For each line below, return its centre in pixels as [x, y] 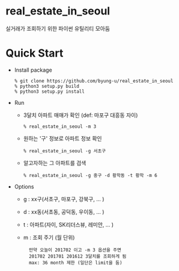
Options [24, 186]
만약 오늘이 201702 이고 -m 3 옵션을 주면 [75, 250]
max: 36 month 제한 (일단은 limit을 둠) [75, 263]
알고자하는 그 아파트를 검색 [55, 163]
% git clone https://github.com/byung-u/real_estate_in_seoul [94, 81]
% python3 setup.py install [49, 92]
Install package [33, 70]
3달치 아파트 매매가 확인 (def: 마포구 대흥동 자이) [80, 115]
